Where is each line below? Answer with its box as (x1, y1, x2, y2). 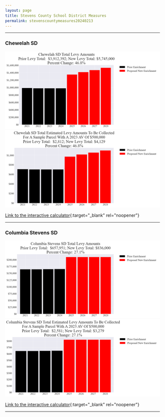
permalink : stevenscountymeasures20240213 (5, 18, 93, 23)
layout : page (5, 8, 32, 13)
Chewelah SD (5, 40, 38, 47)
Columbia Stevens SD (5, 229, 58, 236)
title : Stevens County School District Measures (5, 13, 107, 18)
